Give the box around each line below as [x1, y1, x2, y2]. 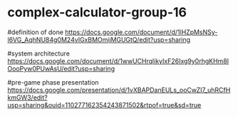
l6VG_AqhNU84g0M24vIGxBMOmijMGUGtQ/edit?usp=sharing [7, 35, 191, 43]
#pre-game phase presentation [7, 78, 99, 86]
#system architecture [7, 49, 70, 58]
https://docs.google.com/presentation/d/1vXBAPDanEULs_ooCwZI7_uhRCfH [7, 85, 231, 94]
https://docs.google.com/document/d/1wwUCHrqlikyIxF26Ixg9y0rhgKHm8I [7, 56, 229, 65]
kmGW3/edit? [7, 93, 48, 102]
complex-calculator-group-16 [7, 4, 187, 21]
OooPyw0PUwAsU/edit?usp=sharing [7, 64, 115, 73]
